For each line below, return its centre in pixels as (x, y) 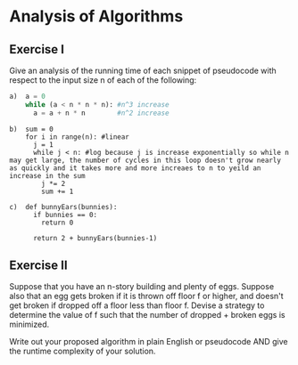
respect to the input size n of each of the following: (103, 80)
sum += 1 (58, 191)
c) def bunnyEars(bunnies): (63, 207)
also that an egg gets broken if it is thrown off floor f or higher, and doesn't (146, 296)
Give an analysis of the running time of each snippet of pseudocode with (143, 70)
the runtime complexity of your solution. (83, 351)
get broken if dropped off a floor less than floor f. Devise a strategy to (137, 305)
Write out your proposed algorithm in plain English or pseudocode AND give (149, 342)
